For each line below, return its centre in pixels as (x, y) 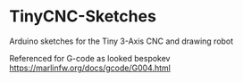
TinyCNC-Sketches (83, 16)
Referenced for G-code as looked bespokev (90, 58)
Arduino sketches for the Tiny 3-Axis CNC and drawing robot (121, 41)
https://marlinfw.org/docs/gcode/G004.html (90, 68)
